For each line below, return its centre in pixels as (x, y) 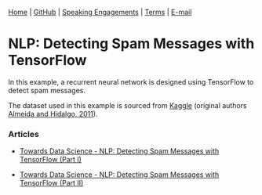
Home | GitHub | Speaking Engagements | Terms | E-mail (100, 12)
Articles (24, 134)
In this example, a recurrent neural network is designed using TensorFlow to (131, 81)
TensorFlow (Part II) (51, 183)
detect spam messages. (47, 90)
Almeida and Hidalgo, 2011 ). (53, 114)
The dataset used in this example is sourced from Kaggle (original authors (127, 105)
